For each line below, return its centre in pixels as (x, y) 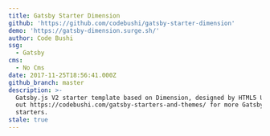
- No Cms (30, 68)
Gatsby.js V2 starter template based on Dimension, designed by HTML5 (136, 98)
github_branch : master (46, 82)
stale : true (28, 120)
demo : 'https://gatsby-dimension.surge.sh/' (84, 30)
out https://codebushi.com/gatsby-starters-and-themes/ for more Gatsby (140, 105)
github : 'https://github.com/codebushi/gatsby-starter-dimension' (122, 23)
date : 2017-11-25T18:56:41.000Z (62, 75)
